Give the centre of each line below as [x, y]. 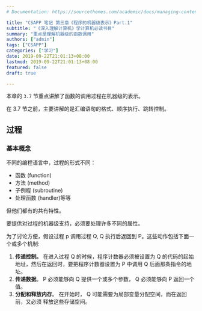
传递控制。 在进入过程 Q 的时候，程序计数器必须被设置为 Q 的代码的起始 [104, 257]
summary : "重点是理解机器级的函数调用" [50, 34]
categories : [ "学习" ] [32, 51]
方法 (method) [32, 183]
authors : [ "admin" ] [31, 40]
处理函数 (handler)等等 [43, 198]
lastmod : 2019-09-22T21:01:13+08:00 [52, 62]
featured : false [26, 67]
